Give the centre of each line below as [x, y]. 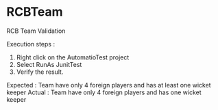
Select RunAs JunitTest [49, 64]
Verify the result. [40, 72]
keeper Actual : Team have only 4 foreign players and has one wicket [104, 92]
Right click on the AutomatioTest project [73, 57]
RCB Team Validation [36, 31]
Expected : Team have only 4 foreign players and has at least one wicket [109, 85]
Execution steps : [31, 44]
